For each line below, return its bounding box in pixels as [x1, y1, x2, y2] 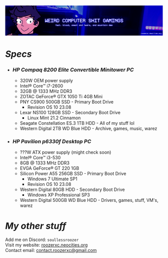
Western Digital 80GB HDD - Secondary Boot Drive [19, 186, 125, 193]
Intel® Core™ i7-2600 [19, 83, 63, 89]
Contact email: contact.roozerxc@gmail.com [5, 247, 97, 253]
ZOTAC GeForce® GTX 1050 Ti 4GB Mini [19, 94, 103, 100]
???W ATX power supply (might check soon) [19, 149, 111, 155]
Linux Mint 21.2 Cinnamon [27, 115, 81, 121]
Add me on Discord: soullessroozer [5, 236, 79, 243]
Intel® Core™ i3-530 [19, 155, 61, 161]
